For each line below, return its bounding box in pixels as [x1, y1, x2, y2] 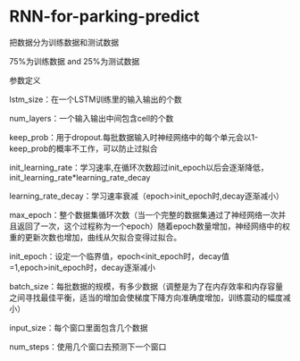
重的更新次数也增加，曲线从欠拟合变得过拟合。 [9, 231, 181, 242]
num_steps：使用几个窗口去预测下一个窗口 [9, 341, 167, 352]
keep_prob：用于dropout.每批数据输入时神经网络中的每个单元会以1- [9, 131, 259, 142]
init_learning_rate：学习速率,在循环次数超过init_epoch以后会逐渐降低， [9, 162, 270, 172]
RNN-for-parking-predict [9, 6, 200, 27]
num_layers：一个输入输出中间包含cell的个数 [9, 113, 174, 123]
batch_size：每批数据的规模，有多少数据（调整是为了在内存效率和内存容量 [9, 281, 284, 291]
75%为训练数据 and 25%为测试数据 [9, 55, 140, 66]
